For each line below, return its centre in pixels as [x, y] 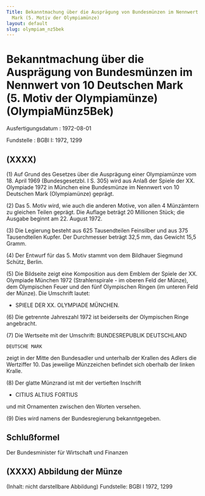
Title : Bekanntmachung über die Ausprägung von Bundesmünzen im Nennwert [102, 12]
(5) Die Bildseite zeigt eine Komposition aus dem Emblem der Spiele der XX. [102, 274]
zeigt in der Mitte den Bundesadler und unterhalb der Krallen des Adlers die [102, 358]
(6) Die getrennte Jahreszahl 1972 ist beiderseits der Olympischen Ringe [98, 317]
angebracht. [22, 323]
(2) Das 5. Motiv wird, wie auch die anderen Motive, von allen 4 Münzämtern [103, 205]
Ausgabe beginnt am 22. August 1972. [54, 219]
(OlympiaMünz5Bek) [60, 111]
